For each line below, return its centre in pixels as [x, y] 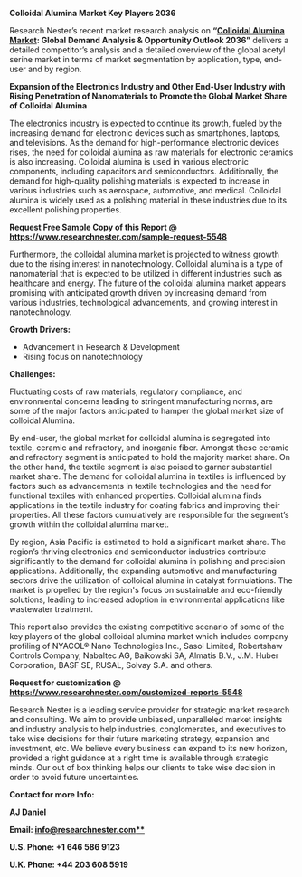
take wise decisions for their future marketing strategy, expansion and [140, 739]
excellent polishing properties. [66, 210]
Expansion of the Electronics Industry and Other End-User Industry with [147, 86]
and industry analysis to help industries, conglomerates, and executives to [148, 729]
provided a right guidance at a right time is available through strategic [139, 758]
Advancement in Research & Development [101, 347]
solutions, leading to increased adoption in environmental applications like [147, 599]
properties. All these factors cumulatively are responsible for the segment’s [149, 515]
